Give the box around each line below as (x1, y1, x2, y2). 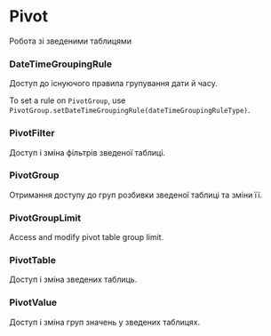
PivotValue (9, 296, 58, 308)
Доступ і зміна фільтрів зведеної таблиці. (9, 147, 166, 157)
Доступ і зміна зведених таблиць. (9, 274, 138, 285)
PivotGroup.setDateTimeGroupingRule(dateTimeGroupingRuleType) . (9, 105, 251, 116)
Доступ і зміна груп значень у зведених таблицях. (9, 316, 201, 327)
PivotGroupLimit (9, 212, 82, 224)
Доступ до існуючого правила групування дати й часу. (9, 78, 218, 89)
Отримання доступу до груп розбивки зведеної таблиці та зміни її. (9, 189, 263, 200)
